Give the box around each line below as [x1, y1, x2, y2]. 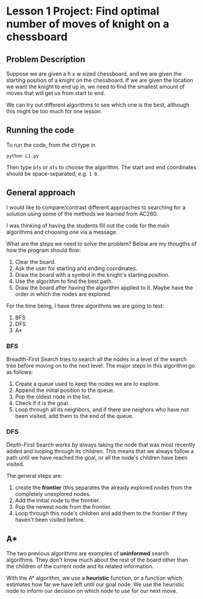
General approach [6, 188, 76, 198]
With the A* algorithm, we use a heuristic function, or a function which [6, 574, 182, 582]
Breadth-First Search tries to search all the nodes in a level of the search [6, 356, 187, 363]
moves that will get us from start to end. [6, 90, 106, 96]
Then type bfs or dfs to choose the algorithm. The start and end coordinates [6, 164, 196, 171]
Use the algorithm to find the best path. [14, 277, 113, 285]
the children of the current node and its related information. [6, 563, 154, 570]
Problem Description [6, 54, 86, 64]
